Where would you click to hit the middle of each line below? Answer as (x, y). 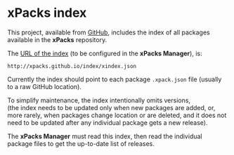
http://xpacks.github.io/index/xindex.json (72, 66)
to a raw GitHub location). (45, 86)
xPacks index (47, 13)
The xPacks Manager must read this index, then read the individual (105, 136)
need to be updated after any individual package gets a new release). (108, 122)
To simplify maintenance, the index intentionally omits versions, (99, 100)
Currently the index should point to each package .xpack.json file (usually (115, 79)
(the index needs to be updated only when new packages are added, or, (111, 107)
